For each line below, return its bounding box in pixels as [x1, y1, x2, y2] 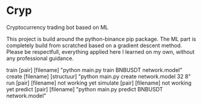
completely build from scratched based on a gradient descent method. [6, 42, 183, 49]
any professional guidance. [6, 54, 74, 62]
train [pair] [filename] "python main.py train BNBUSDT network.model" [6, 66, 183, 73]
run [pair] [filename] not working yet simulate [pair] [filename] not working [6, 79, 192, 86]
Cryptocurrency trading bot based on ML [6, 24, 109, 31]
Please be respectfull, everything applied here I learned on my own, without [6, 48, 195, 55]
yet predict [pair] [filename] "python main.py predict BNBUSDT [6, 85, 163, 93]
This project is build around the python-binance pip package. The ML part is [6, 35, 197, 42]
